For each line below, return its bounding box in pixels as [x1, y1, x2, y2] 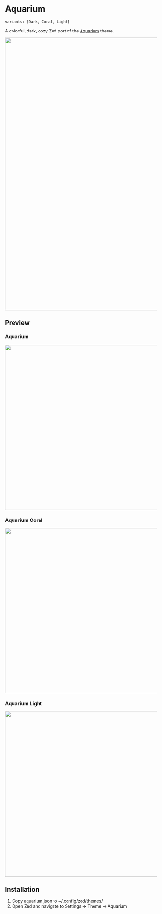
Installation [5, 885, 40, 894]
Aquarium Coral [5, 517, 43, 523]
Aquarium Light [5, 700, 42, 707]
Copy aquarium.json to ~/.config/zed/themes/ [12, 898, 103, 904]
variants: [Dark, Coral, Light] [5, 19, 70, 24]
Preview [5, 319, 30, 327]
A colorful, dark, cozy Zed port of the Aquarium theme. [5, 28, 114, 33]
